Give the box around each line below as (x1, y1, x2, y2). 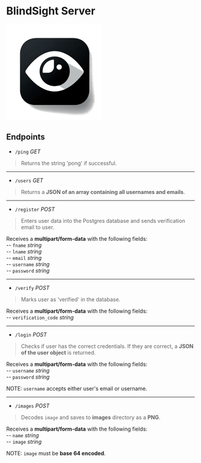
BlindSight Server (6, 4, 96, 18)
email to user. (20, 223, 54, 231)
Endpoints (6, 132, 45, 142)
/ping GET (14, 148, 41, 155)
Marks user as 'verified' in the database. (20, 295, 121, 303)
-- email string (6, 254, 42, 261)
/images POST (14, 402, 50, 409)
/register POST (14, 205, 55, 213)
